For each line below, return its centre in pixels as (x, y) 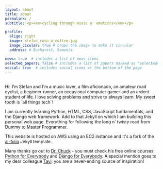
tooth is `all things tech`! (29, 102)
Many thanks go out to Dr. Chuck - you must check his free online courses (79, 151)
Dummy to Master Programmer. (36, 127)
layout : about (19, 9)
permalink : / (18, 18)
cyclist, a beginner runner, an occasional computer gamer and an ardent (77, 92)
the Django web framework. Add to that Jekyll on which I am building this (78, 117)
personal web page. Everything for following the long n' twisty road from (78, 122)
